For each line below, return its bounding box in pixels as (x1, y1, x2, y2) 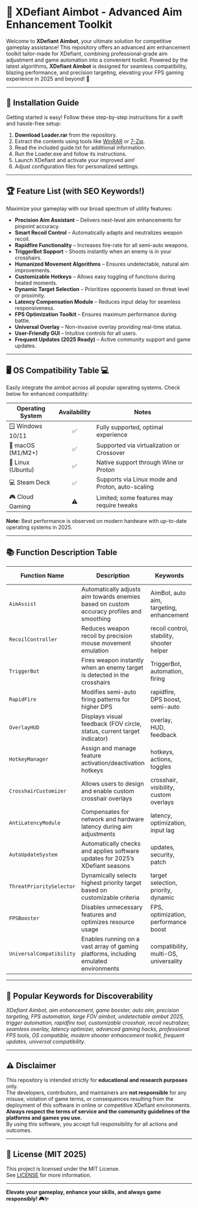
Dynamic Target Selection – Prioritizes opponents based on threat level (14, 285, 190, 292)
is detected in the (81, 671, 130, 679)
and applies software (81, 847, 140, 855)
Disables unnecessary (81, 903, 143, 912)
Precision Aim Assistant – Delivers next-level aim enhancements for (14, 216, 181, 224)
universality (150, 957, 183, 965)
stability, (150, 632, 174, 640)
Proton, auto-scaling (96, 483, 154, 491)
